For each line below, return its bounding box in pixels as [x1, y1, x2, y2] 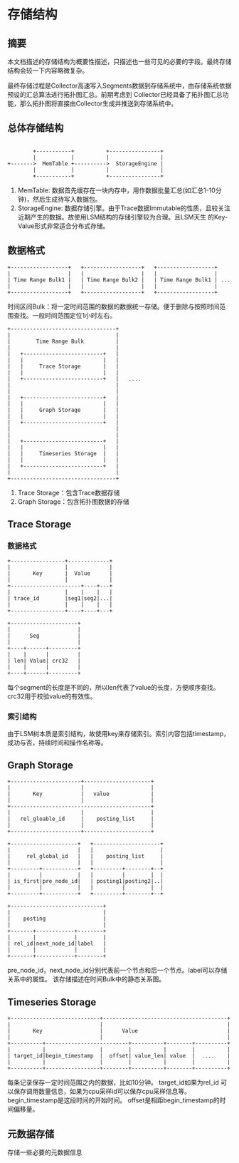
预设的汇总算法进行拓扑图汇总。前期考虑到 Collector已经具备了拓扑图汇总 [7, 91, 223, 98]
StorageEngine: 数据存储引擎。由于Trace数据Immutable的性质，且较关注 [17, 204, 231, 212]
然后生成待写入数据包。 [32, 195, 102, 203]
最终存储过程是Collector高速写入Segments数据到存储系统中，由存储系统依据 [7, 81, 232, 90]
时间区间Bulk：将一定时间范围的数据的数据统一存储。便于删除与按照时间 [7, 302, 220, 311]
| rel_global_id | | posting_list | [7, 853, 164, 860]
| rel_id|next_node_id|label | [7, 940, 107, 948]
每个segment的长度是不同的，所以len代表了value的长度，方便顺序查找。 [7, 683, 220, 692]
